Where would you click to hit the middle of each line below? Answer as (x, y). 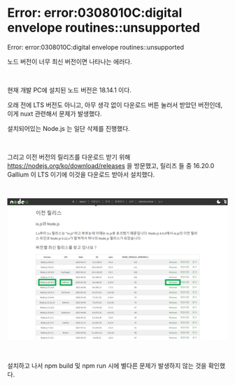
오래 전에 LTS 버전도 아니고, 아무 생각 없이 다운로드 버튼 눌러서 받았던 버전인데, (115, 105)
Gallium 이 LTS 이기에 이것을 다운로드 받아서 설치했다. (81, 174)
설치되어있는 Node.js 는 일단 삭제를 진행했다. (69, 128)
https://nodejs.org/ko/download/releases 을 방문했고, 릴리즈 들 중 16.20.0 (111, 165)
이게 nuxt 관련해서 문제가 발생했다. (55, 113)
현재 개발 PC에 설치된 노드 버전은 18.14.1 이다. (69, 90)
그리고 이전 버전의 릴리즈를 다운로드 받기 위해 (69, 157)
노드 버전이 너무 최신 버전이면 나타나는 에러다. (70, 62)
